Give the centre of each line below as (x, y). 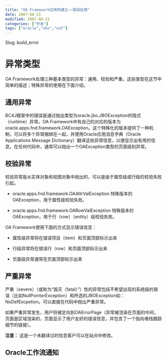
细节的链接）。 (19, 325)
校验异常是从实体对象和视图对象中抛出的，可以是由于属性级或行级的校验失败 (83, 177)
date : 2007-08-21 (23, 14)
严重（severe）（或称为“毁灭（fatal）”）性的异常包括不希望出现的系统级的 (80, 289)
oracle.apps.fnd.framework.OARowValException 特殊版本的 (73, 210)
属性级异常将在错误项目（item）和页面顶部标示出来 (65, 238)
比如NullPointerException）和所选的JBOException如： (69, 295)
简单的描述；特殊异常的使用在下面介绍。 (46, 85)
